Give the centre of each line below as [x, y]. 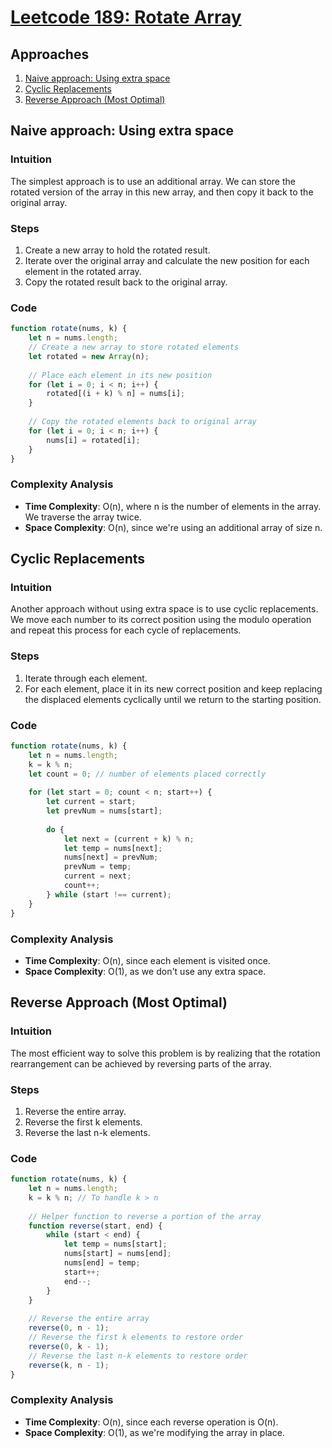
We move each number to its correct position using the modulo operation [161, 620]
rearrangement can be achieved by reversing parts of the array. [141, 1063]
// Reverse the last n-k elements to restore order [138, 1356]
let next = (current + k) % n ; [129, 839]
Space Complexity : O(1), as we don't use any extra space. [145, 971]
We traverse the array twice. [83, 517]
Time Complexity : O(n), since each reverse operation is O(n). [151, 1422]
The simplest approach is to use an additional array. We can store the [153, 181]
